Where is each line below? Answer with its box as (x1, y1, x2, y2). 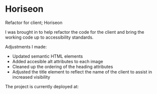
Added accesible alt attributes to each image (12, 58, 103, 64)
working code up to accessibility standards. (5, 34, 94, 40)
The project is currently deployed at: (5, 83, 79, 89)
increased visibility (12, 74, 51, 80)
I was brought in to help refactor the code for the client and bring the (5, 29, 144, 35)
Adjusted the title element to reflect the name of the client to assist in (12, 69, 153, 74)
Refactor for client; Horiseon (5, 20, 63, 25)
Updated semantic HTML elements (12, 53, 83, 59)
